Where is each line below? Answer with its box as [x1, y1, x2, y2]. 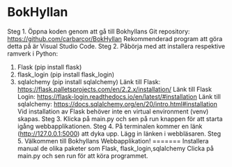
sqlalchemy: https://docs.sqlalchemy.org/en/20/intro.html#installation [17, 100, 217, 108]
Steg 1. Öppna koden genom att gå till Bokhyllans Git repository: [7, 27, 190, 35]
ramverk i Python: [7, 49, 58, 58]
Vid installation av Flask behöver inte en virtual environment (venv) [17, 107, 209, 116]
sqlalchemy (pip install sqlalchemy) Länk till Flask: [17, 77, 161, 86]
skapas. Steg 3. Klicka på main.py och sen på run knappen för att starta [17, 114, 223, 122]
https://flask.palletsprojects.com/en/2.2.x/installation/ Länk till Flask [17, 85, 212, 93]
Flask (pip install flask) [17, 63, 82, 71]
